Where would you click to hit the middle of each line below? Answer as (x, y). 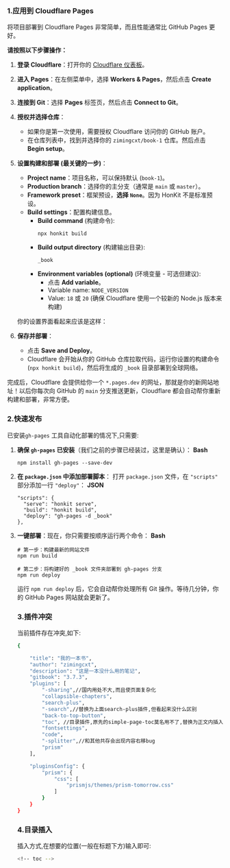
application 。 (36, 88)
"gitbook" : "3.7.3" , (59, 677)
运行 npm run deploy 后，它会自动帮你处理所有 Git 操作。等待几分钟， (115, 588)
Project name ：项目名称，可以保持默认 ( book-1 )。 (98, 178)
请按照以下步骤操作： (37, 50)
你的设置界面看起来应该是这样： (62, 322)
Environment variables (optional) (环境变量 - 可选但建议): (119, 274)
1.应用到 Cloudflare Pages (50, 10)
